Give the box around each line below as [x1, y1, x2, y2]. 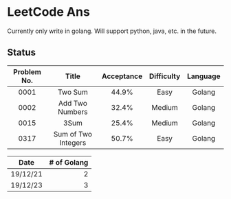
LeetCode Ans [7, 4, 91, 20]
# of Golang [49, 157, 89, 167]
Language [186, 71, 221, 81]
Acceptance [102, 71, 143, 81]
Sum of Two [53, 129, 93, 139]
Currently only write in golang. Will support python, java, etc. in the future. [7, 27, 217, 35]
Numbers [58, 107, 88, 117]
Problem [13, 67, 41, 76]
